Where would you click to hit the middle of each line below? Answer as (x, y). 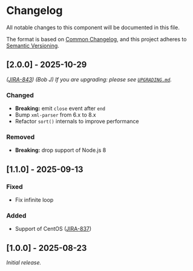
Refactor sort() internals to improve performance (77, 122)
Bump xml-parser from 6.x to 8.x (55, 115)
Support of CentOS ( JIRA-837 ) (53, 229)
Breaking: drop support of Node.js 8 (61, 150)
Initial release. (24, 262)
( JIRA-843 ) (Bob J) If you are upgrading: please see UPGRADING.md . (89, 79)
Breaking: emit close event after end (60, 108)
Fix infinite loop (34, 200)
